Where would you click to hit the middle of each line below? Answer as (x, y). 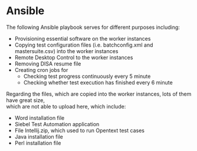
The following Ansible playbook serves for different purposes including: (93, 27)
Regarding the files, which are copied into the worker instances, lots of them (99, 94)
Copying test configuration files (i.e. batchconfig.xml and (84, 45)
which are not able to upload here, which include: (66, 106)
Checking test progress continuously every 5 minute (87, 76)
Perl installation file (38, 143)
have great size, (26, 100)
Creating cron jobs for (41, 70)
